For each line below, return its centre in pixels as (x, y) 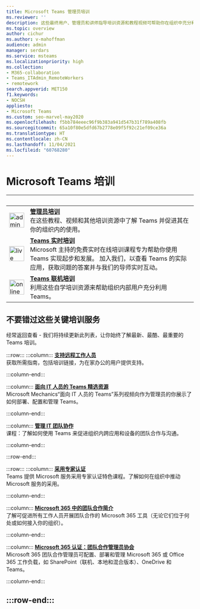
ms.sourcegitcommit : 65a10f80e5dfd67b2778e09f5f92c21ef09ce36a (86, 128)
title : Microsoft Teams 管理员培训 (48, 12)
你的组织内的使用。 (57, 230)
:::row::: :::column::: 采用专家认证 (46, 469)
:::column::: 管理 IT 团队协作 (40, 426)
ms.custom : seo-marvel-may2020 (45, 117)
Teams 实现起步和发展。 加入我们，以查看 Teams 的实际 (109, 258)
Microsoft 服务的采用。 (34, 484)
